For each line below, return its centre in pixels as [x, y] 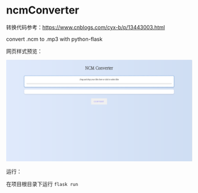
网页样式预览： [24, 51]
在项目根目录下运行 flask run [42, 184]
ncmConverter [43, 10]
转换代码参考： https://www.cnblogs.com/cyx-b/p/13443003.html [86, 27]
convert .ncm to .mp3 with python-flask [54, 39]
